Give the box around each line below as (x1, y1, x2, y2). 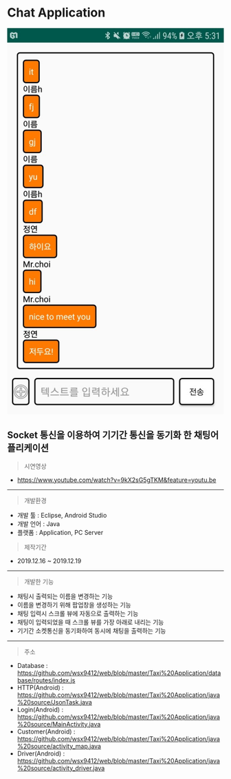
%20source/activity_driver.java (16, 764, 105, 772)
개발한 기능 (23, 577, 54, 585)
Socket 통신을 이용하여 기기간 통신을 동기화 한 (7, 429, 192, 441)
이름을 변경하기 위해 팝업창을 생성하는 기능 (16, 600, 132, 609)
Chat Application (7, 5, 106, 21)
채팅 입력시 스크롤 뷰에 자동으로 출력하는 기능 (16, 609, 139, 618)
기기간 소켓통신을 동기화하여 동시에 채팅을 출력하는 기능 (16, 626, 166, 635)
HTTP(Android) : (16, 683, 64, 691)
